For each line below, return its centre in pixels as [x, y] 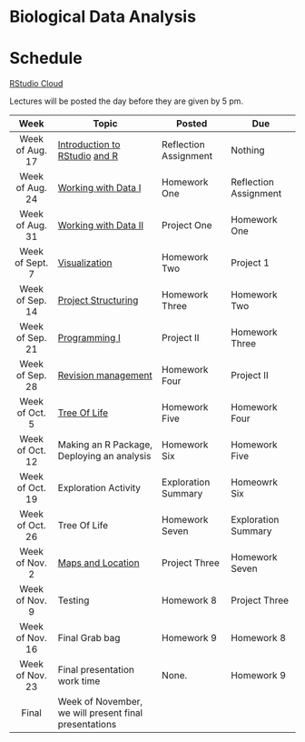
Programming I [89, 338]
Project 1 [250, 263]
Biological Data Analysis [103, 17]
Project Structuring [98, 300]
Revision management [105, 376]
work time [79, 681]
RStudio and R [88, 156]
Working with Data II [100, 226]
